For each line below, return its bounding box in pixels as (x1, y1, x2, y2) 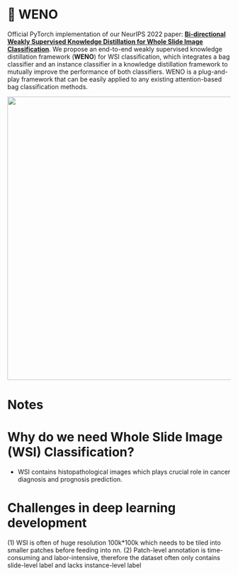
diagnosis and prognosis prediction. (17, 475, 123, 484)
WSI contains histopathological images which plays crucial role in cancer (17, 467, 231, 477)
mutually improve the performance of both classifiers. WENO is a (7, 67, 197, 76)
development (7, 515, 87, 531)
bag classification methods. (7, 82, 89, 91)
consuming (7, 554, 40, 562)
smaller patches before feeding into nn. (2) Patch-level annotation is (7, 546, 206, 554)
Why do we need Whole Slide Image (7, 429, 223, 445)
